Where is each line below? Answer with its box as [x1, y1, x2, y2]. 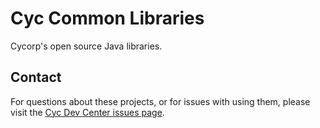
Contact [10, 69, 62, 86]
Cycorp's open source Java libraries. [10, 40, 163, 52]
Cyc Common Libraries [10, 7, 205, 30]
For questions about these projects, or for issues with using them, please [10, 95, 311, 107]
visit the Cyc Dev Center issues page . [10, 106, 165, 118]
